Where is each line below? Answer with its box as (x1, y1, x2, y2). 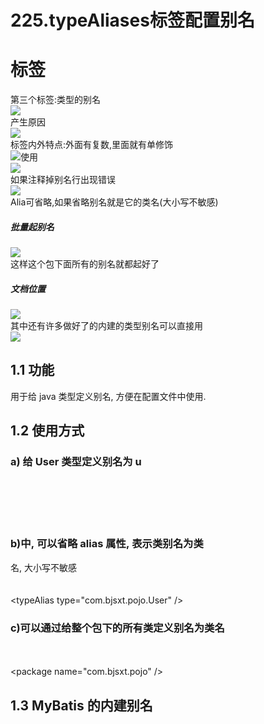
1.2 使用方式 (10, 422, 85, 440)
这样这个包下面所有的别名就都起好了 (10, 258, 160, 270)
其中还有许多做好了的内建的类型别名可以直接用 (10, 320, 203, 332)
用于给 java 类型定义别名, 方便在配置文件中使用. (10, 390, 207, 402)
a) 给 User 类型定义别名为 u (10, 455, 142, 469)
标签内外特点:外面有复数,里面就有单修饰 (10, 139, 174, 151)
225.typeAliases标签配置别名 (10, 9, 255, 32)
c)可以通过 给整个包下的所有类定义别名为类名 (10, 621, 225, 635)
